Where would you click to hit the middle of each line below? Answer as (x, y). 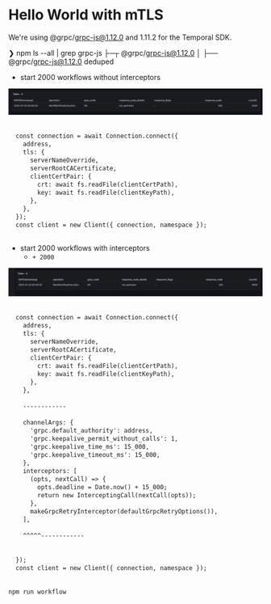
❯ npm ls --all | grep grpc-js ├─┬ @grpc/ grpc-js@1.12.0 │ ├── (113, 53)
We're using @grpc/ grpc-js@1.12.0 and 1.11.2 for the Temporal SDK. (120, 37)
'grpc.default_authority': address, (91, 430)
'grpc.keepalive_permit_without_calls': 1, (104, 438)
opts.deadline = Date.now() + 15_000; (102, 487)
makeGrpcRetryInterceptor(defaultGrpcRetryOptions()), (124, 511)
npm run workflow (38, 592)
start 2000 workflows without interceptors (90, 77)
